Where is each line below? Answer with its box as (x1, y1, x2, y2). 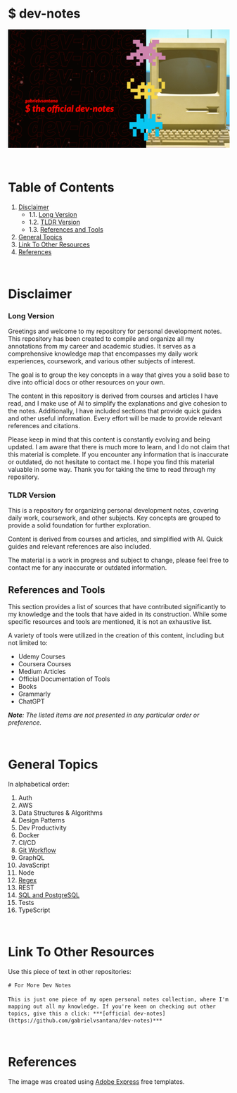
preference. (8, 718, 42, 727)
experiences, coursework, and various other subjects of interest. (8, 357, 196, 366)
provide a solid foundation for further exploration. (8, 521, 151, 530)
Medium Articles (18, 668, 66, 676)
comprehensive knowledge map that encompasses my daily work (8, 349, 198, 358)
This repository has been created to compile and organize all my (8, 335, 195, 343)
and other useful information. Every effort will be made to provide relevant (8, 414, 222, 423)
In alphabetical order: (8, 780, 70, 789)
